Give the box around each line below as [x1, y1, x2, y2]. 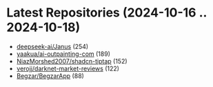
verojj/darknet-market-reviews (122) [16, 64, 120, 72]
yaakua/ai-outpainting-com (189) [16, 50, 111, 58]
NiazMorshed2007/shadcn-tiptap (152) [16, 57, 128, 65]
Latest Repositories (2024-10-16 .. [6, 5, 207, 21]
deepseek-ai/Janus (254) [16, 42, 89, 50]
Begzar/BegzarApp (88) [16, 71, 84, 80]
